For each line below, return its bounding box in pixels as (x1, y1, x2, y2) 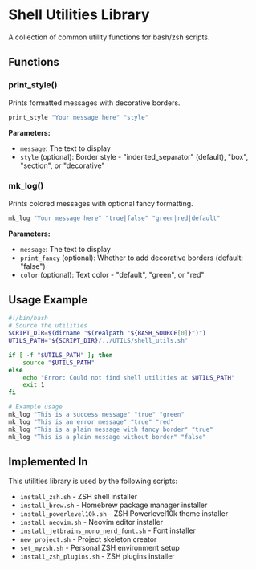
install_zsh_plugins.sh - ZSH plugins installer (19, 551, 175, 561)
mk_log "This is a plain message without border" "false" (8, 433, 206, 441)
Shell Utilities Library (8, 6, 150, 24)
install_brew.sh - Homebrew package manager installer (19, 500, 208, 510)
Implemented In (8, 455, 88, 469)
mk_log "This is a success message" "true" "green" (8, 411, 185, 419)
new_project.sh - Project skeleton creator (19, 534, 157, 544)
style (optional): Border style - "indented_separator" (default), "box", (19, 152, 249, 161)
